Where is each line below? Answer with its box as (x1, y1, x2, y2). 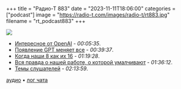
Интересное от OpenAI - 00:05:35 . (14, 40, 101, 47)
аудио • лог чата (6, 77, 48, 83)
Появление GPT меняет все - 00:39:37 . (14, 47, 114, 53)
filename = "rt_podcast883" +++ (6, 18, 85, 24)
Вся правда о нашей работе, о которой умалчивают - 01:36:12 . (14, 59, 173, 65)
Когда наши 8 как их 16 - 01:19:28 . (14, 52, 100, 60)
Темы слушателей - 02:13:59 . (14, 65, 88, 72)
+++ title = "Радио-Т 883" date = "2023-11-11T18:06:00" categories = (6, 5, 176, 12)
